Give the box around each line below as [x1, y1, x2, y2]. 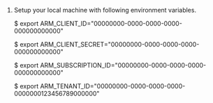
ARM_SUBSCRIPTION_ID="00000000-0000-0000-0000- [40, 61, 207, 69]
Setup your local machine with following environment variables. [13, 6, 197, 14]
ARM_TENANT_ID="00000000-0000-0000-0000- [40, 82, 186, 90]
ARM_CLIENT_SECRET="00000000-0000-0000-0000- [40, 40, 200, 48]
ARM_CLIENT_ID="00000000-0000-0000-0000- [40, 19, 183, 27]
